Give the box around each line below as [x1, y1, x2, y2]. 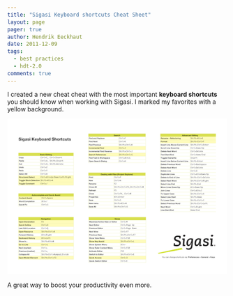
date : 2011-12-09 [7, 40, 58, 48]
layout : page [7, 18, 45, 26]
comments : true [7, 70, 52, 77]
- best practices [13, 56, 64, 63]
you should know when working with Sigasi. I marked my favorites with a [7, 98, 216, 106]
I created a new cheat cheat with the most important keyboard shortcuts [7, 90, 218, 98]
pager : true [7, 26, 42, 33]
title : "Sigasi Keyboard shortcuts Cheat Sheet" [7, 11, 151, 18]
